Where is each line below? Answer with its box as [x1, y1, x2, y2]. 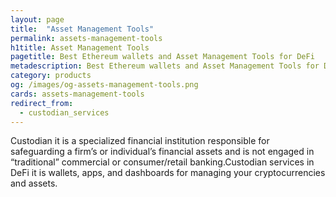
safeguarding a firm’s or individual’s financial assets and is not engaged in [10, 146, 315, 158]
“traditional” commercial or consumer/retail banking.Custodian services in [10, 156, 315, 168]
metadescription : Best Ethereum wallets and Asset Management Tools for [10, 61, 320, 71]
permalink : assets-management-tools [10, 33, 163, 43]
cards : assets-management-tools [10, 89, 145, 99]
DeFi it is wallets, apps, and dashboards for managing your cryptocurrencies [10, 167, 326, 179]
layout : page [10, 14, 65, 25]
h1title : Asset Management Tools [10, 42, 150, 53]
